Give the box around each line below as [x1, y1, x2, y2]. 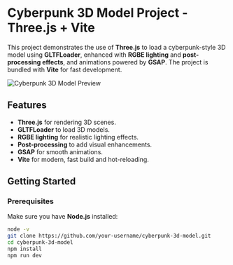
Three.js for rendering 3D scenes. [17, 118, 117, 126]
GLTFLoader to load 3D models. [17, 125, 111, 134]
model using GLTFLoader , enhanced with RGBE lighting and [7, 50, 182, 59]
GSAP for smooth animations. [17, 147, 104, 156]
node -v [7, 226, 30, 233]
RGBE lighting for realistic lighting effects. [17, 132, 139, 141]
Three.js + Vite [7, 20, 96, 36]
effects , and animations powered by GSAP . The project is [41, 57, 209, 66]
